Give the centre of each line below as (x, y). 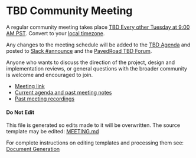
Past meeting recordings (45, 99)
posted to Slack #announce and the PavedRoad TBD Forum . (79, 51)
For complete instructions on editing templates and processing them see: (95, 143)
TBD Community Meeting (69, 11)
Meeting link (30, 86)
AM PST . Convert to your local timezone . (55, 33)
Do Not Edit (20, 112)
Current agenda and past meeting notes (63, 92)
